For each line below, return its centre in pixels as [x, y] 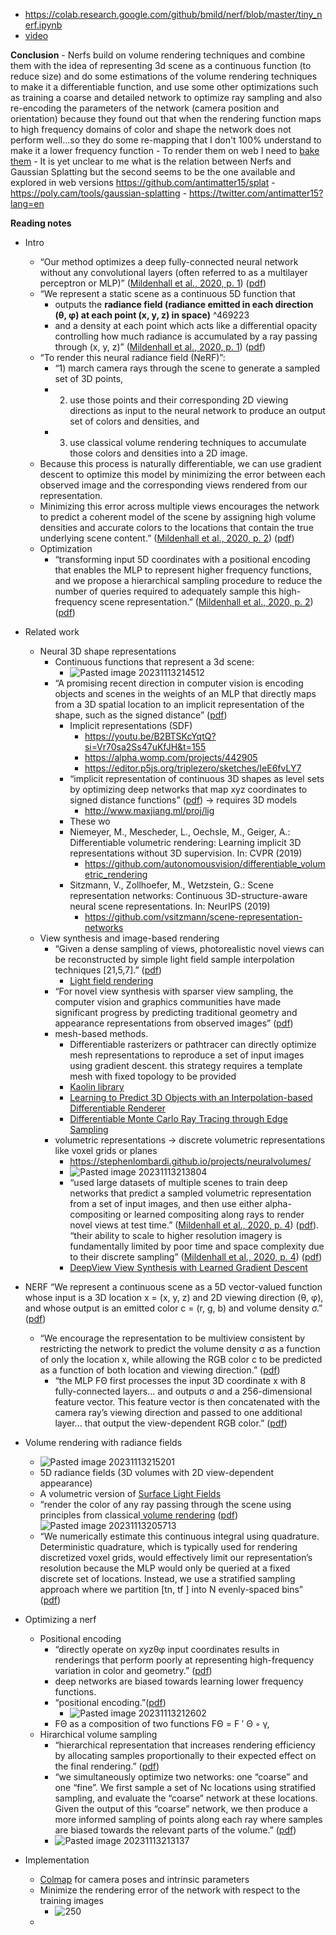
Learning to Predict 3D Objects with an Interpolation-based [191, 1097]
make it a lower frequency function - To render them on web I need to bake [165, 150]
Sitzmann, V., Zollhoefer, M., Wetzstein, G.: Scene [171, 885]
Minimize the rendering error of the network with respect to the [170, 1890]
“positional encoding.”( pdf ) [110, 1702]
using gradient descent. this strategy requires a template [186, 1065]
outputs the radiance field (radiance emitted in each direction [184, 304]
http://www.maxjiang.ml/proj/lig [149, 810]
